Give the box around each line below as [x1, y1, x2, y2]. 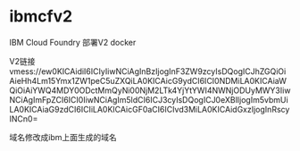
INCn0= [9, 113, 38, 124]
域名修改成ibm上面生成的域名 [9, 131, 118, 142]
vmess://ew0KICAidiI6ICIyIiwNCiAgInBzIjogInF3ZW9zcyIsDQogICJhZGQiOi [9, 65, 287, 77]
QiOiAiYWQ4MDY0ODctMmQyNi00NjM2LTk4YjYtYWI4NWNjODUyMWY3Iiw [9, 85, 291, 96]
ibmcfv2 [9, 6, 73, 27]
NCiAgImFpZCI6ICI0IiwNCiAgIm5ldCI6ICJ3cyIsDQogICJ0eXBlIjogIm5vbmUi [9, 94, 288, 105]
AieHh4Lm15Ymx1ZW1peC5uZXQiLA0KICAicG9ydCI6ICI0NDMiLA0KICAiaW [9, 75, 287, 86]
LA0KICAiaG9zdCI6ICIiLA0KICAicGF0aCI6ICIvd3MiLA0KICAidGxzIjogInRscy [9, 104, 290, 114]
